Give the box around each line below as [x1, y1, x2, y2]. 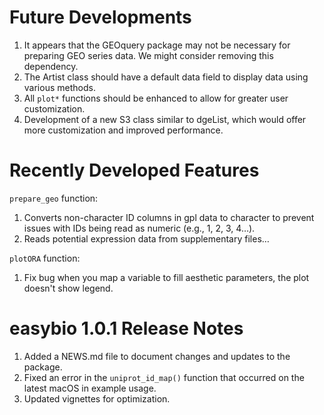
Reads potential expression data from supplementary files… [23, 232, 270, 245]
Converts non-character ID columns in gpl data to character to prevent [23, 211, 315, 223]
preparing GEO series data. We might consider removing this [23, 49, 274, 61]
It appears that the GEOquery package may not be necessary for [23, 39, 291, 51]
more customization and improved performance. [23, 124, 224, 136]
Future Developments [9, 6, 192, 29]
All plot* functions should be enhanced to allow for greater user [23, 92, 289, 104]
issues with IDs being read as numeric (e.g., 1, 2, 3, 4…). [23, 222, 256, 234]
